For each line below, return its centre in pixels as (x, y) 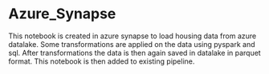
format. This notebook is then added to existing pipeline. (102, 61)
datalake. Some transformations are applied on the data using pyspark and (132, 44)
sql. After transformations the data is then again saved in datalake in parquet (134, 53)
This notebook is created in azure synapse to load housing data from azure (132, 36)
